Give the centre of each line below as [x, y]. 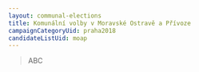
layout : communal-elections [55, 16]
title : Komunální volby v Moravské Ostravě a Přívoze [100, 23]
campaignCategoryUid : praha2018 [62, 30]
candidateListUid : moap [48, 38]
